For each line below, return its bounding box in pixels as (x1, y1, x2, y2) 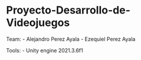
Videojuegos (6, 16, 70, 29)
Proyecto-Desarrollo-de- (6, 4, 131, 17)
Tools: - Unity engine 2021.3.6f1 (6, 46, 84, 54)
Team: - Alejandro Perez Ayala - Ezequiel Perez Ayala (6, 35, 136, 42)
